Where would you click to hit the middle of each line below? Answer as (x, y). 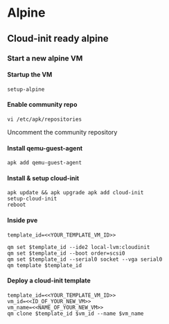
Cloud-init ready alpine (58, 39)
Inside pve (23, 220)
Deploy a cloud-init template (49, 281)
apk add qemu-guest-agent (44, 163)
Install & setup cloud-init (43, 178)
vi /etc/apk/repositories (44, 119)
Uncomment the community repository (62, 132)
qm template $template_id (44, 265)
